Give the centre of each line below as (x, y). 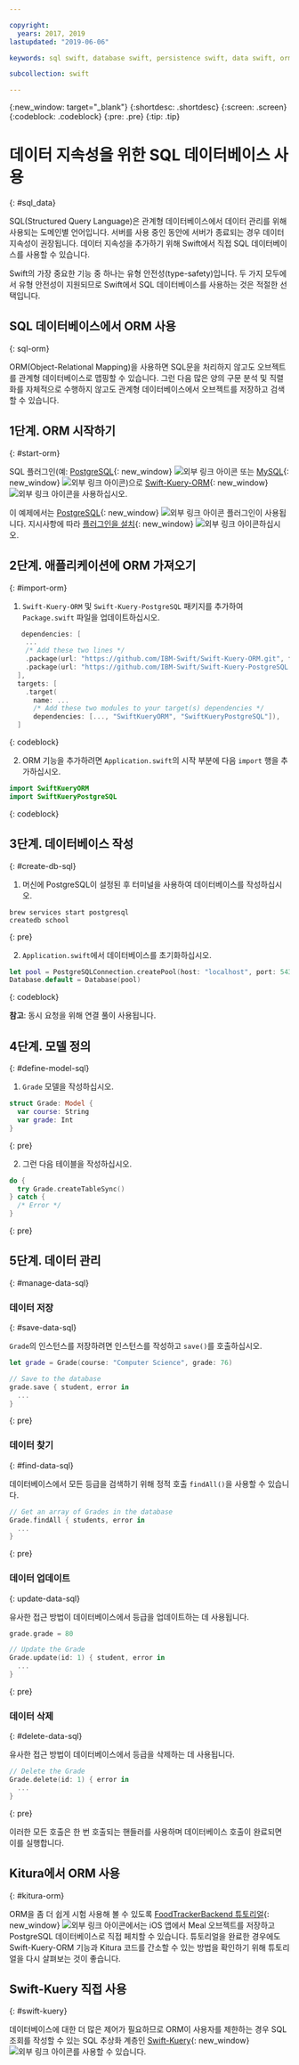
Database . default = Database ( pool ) (75, 980)
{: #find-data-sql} (41, 1465)
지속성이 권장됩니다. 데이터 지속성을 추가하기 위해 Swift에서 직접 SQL (129, 244)
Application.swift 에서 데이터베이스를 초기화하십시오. (117, 955)
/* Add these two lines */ (75, 651)
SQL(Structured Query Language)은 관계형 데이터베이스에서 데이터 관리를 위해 (148, 221)
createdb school (39, 920)
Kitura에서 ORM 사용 (65, 1874)
